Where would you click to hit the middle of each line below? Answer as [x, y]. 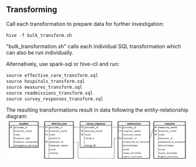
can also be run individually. [40, 52]
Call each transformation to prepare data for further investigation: [85, 24]
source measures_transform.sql [44, 87]
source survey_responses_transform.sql [55, 99]
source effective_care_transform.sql [52, 75]
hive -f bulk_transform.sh [39, 35]
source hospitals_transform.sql [45, 81]
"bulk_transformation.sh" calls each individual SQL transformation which [94, 46]
